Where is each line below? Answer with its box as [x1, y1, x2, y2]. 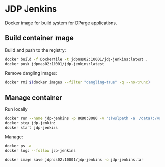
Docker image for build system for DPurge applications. [5, 20, 117, 26]
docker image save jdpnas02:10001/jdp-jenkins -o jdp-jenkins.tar [5, 157, 144, 162]
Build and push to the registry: [5, 47, 66, 53]
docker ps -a [5, 143, 32, 148]
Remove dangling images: [5, 70, 57, 76]
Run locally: [5, 106, 29, 112]
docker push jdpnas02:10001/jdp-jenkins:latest [5, 61, 105, 66]
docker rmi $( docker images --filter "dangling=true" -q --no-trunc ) [5, 80, 151, 85]
